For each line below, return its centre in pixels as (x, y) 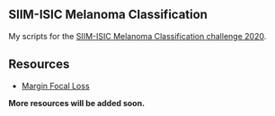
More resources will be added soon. (77, 103)
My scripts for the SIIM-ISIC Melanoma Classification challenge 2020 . (137, 36)
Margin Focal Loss (56, 86)
